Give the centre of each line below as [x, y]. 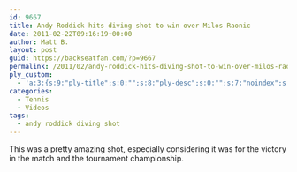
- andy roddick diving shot [69, 124]
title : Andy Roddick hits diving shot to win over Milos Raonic [130, 26]
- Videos [33, 108]
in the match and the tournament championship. [96, 158]
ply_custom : [31, 75]
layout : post [33, 50]
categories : [31, 91]
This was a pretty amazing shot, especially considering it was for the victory [148, 149]
